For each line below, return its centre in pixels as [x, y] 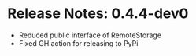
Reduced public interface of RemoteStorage [90, 35]
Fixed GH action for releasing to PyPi [78, 43]
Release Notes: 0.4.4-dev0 [98, 14]
